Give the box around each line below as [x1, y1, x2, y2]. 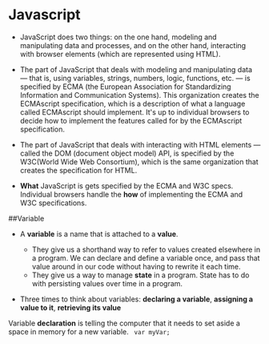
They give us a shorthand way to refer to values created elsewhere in [31, 245, 261, 254]
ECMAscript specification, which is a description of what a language [19, 99, 246, 108]
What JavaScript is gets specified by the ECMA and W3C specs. [19, 180, 234, 190]
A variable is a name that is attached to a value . [19, 229, 179, 238]
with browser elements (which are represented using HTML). [19, 49, 221, 59]
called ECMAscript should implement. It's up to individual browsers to [19, 107, 250, 117]
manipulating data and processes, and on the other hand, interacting [19, 40, 247, 50]
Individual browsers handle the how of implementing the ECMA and [19, 189, 243, 199]
